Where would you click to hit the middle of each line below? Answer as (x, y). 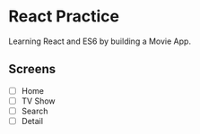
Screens (32, 69)
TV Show (38, 101)
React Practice (64, 17)
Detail (32, 121)
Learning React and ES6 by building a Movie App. (100, 41)
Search (35, 111)
